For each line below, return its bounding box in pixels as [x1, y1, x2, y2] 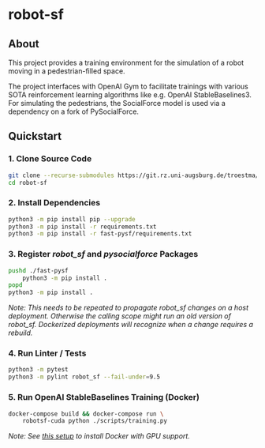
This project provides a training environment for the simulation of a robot [8, 58, 244, 67]
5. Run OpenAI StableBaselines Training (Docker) [8, 392, 200, 403]
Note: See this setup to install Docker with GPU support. [8, 431, 191, 441]
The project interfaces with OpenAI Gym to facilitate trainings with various [8, 81, 248, 91]
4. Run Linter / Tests [8, 348, 87, 359]
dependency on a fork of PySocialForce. [8, 107, 140, 116]
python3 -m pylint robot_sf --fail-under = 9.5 [8, 373, 160, 381]
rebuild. [8, 328, 33, 337]
